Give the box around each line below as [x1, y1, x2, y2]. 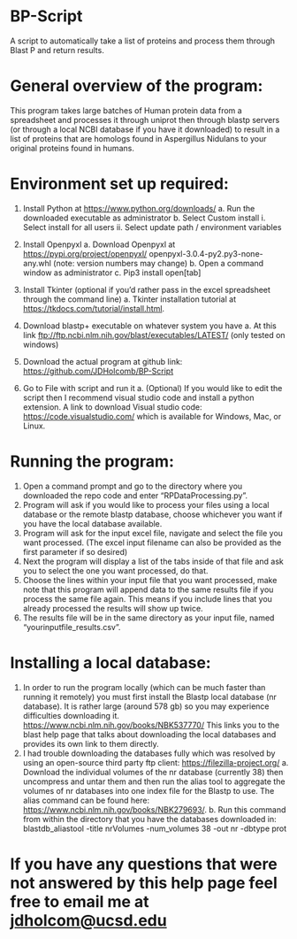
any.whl [22, 258, 52, 268]
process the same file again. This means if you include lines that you [22, 593, 273, 604]
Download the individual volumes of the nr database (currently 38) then [22, 766, 284, 777]
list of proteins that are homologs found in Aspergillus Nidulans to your [10, 133, 268, 143]
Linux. [22, 420, 46, 431]
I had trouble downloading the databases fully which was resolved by [22, 748, 276, 758]
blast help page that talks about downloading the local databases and [22, 728, 277, 740]
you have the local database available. [22, 518, 163, 528]
